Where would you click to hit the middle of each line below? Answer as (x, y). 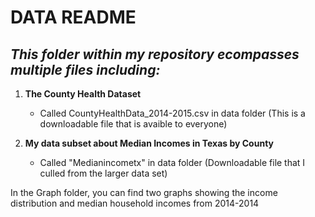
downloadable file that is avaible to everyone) (133, 124)
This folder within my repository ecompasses (155, 54)
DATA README (73, 17)
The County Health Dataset (83, 94)
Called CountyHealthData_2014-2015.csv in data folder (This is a (172, 113)
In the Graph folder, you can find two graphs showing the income (144, 192)
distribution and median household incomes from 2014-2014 (135, 203)
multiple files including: (85, 69)
